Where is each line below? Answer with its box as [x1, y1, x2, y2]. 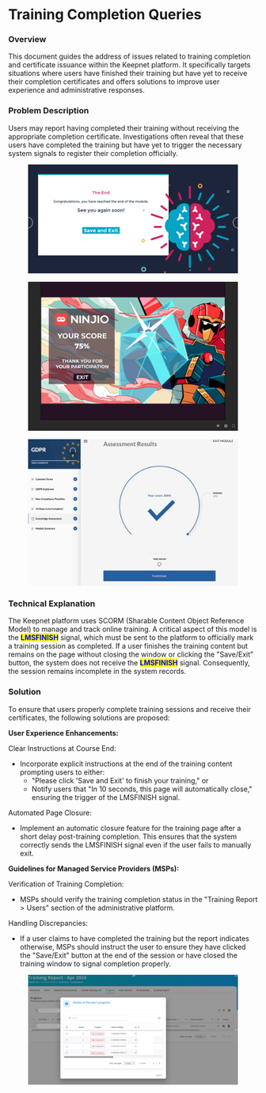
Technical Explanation [8, 598, 96, 609]
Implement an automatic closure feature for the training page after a [19, 823, 241, 832]
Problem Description [8, 105, 89, 116]
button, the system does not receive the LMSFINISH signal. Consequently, [8, 658, 251, 668]
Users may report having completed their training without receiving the [8, 123, 240, 132]
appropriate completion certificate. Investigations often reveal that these [8, 131, 244, 141]
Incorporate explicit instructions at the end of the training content [19, 759, 233, 768]
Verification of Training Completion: [8, 879, 124, 889]
